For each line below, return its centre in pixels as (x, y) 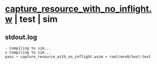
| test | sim (36, 19)
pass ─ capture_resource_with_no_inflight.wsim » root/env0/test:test (78, 57)
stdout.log (21, 37)
